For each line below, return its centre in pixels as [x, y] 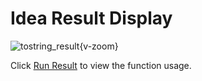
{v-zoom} [99, 46]
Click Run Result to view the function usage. [101, 65]
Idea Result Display [91, 18]
